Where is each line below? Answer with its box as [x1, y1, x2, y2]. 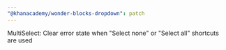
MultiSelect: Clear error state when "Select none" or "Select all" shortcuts [7, 29, 220, 37]
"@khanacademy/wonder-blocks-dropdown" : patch [7, 10, 145, 17]
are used [7, 36, 33, 45]
